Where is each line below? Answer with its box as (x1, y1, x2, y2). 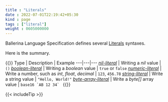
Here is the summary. (5, 50, 50, 56)
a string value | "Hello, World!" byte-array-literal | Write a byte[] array (5, 76, 154, 82)
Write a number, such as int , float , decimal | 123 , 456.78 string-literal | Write (5, 71, 163, 77)
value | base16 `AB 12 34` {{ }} (5, 82, 71, 88)
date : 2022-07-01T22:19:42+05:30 (5, 12, 79, 17)
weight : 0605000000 (5, 26, 49, 31)
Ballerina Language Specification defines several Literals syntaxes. (5, 40, 146, 46)
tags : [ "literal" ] (5, 21, 47, 27)
